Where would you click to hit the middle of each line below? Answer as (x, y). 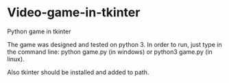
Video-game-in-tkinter (74, 13)
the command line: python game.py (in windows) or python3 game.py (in (110, 52)
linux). (16, 59)
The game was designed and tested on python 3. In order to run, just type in (114, 44)
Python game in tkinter (39, 31)
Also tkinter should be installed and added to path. (78, 72)
